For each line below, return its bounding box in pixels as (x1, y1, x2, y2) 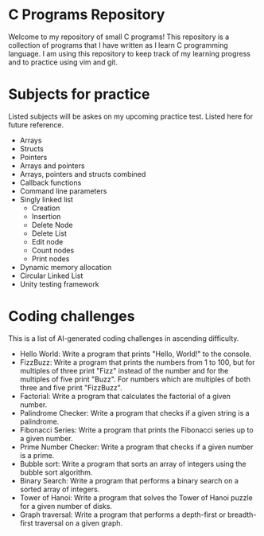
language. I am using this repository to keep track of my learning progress (8, 49, 250, 58)
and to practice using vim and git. (8, 57, 118, 67)
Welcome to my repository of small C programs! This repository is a (8, 32, 230, 41)
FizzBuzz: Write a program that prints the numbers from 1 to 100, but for (19, 357, 255, 367)
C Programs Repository (8, 6, 165, 24)
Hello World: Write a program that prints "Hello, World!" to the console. (19, 349, 252, 358)
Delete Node (31, 220, 73, 229)
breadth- (227, 510, 257, 519)
